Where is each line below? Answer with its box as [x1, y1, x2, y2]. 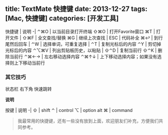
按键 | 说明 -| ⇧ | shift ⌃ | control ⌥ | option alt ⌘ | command [5, 107, 133, 113]
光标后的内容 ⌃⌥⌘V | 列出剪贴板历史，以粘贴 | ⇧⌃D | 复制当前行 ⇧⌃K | [5, 47, 157, 53]
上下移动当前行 [14, 60, 45, 66]
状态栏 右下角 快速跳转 [5, 86, 52, 92]
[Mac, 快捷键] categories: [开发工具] [5, 14, 119, 23]
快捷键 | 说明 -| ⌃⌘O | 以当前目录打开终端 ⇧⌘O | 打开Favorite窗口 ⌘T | [5, 28, 155, 34]
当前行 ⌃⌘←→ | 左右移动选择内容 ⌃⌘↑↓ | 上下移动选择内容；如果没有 [9, 53, 157, 59]
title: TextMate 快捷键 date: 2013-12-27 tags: [5, 5, 148, 14]
